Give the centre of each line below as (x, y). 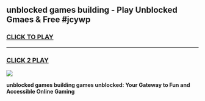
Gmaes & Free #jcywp (49, 20)
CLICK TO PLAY (30, 37)
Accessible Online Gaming (41, 91)
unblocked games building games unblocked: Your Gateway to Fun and (98, 84)
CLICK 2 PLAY (27, 60)
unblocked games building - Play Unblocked (92, 10)
